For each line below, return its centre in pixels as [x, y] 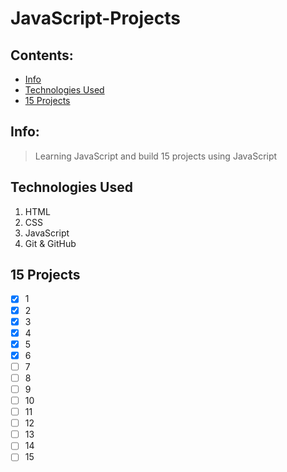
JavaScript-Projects [95, 18]
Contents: [42, 55]
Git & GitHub [50, 243]
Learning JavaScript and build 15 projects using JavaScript [156, 156]
